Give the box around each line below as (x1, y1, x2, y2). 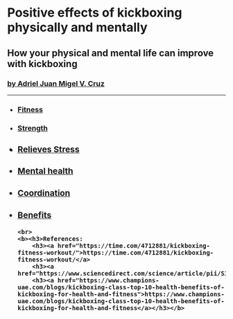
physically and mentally (7, 19, 148, 35)
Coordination (17, 188, 71, 199)
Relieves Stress (17, 143, 80, 155)
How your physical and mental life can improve (7, 47, 214, 59)
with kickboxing (7, 57, 78, 70)
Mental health (17, 165, 74, 177)
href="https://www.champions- (57, 277, 159, 284)
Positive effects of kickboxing (7, 5, 182, 21)
